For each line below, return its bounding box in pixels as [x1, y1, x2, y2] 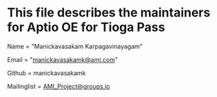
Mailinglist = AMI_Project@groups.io [7, 82, 110, 90]
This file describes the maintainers [7, 5, 211, 21]
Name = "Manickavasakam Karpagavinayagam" [7, 42, 143, 50]
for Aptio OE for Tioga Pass [7, 19, 165, 35]
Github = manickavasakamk [7, 69, 86, 77]
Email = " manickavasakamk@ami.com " [7, 55, 118, 63]
